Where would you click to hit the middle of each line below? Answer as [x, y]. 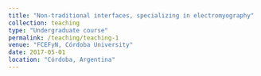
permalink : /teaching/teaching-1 [64, 38]
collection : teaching [44, 23]
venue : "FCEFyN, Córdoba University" [71, 45]
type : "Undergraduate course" [58, 30]
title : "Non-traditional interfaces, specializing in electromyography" [131, 15]
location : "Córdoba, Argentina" [62, 60]
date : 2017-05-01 [37, 52]
